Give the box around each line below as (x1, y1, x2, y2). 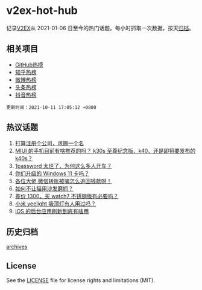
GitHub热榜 (14, 61, 43, 68)
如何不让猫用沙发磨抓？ (14, 185, 74, 192)
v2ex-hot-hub (6, 4, 78, 18)
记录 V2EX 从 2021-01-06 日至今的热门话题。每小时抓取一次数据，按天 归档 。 (6, 24, 195, 31)
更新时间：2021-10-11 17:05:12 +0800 (6, 104, 96, 111)
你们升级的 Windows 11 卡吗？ (14, 170, 90, 177)
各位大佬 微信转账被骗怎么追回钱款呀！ (14, 177, 112, 184)
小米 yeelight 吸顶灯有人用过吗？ (14, 200, 96, 207)
